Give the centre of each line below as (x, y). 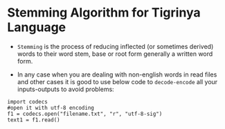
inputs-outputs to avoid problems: (65, 89)
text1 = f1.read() (34, 120)
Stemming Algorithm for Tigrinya (104, 13)
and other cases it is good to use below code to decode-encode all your (117, 81)
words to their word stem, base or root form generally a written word (115, 54)
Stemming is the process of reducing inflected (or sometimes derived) (115, 46)
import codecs (28, 101)
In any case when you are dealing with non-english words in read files (117, 75)
